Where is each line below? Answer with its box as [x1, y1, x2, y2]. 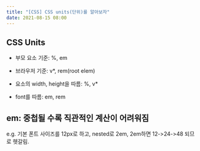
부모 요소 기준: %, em [15, 54, 68, 62]
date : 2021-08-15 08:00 [6, 15, 67, 21]
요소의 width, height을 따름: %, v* [15, 80, 98, 87]
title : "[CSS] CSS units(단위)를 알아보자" [6, 9, 110, 15]
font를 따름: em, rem [15, 93, 66, 101]
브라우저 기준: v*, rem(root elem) [15, 67, 95, 75]
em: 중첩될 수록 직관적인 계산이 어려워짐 [6, 112, 149, 123]
